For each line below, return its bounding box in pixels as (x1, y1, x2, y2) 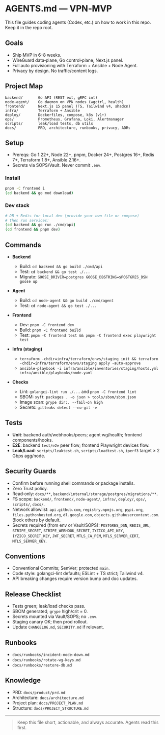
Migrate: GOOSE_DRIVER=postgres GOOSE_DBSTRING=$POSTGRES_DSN (19, 274, 148, 280)
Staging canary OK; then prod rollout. (12, 619, 88, 625)
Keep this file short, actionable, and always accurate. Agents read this (17, 719, 159, 725)
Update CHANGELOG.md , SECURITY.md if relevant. (12, 624, 104, 630)
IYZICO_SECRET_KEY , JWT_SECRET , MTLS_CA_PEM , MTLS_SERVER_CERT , (12, 533, 140, 539)
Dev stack (5, 202, 29, 209)
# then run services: (5, 218, 50, 223)
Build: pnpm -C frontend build (19, 327, 81, 333)
